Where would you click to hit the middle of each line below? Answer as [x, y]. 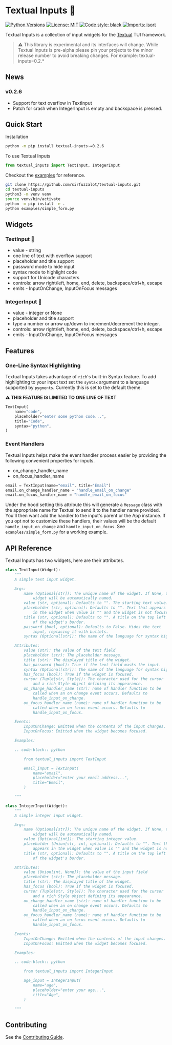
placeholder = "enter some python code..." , [60, 416]
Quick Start [24, 124]
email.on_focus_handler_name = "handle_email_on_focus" [66, 495]
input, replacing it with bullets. [71, 632]
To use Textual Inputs [28, 156]
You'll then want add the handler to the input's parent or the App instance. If [85, 516]
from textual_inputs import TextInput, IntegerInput [63, 166]
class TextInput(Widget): [33, 570]
